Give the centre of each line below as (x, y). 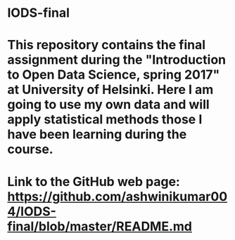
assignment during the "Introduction (117, 60)
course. (31, 149)
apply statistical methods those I (105, 120)
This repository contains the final (107, 45)
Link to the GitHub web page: (94, 181)
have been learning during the (97, 134)
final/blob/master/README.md (100, 226)
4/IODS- (32, 211)
